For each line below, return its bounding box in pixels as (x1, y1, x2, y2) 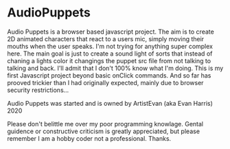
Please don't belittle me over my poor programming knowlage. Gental (7, 119, 204, 128)
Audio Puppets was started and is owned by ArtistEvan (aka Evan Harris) (7, 99, 213, 107)
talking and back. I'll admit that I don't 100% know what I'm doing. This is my (7, 64, 224, 72)
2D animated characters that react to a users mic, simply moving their (7, 34, 205, 43)
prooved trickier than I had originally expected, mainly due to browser (7, 78, 204, 87)
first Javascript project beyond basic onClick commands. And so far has (7, 71, 211, 80)
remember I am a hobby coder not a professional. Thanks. (7, 134, 172, 142)
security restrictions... (7, 86, 69, 94)
